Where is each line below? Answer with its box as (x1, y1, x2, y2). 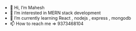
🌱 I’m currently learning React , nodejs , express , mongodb (9, 15, 132, 21)
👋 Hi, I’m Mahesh (9, 5, 45, 10)
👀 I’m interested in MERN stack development (9, 10, 101, 16)
